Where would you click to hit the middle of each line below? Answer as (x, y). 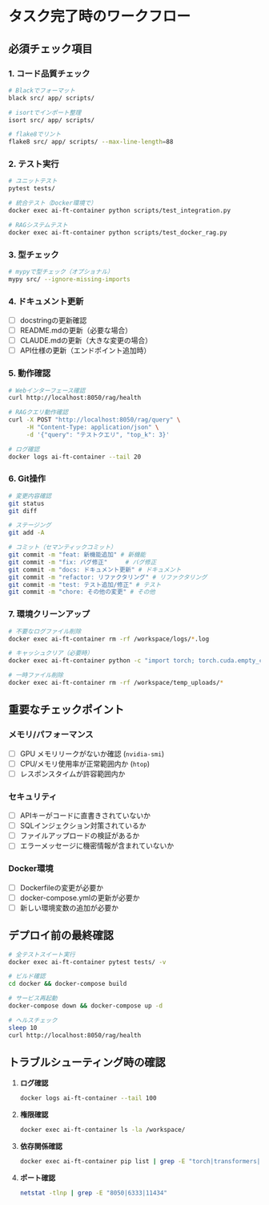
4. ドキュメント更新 (46, 301)
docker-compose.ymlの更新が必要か (80, 898)
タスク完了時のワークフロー (100, 16)
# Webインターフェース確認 (47, 390)
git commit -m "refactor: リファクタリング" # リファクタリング (108, 577)
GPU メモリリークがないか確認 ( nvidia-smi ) (92, 753)
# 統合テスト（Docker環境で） (53, 203)
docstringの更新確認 (53, 320)
